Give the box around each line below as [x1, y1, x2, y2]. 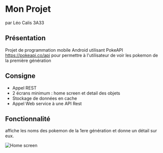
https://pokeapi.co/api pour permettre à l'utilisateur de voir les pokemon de [5, 52, 158, 58]
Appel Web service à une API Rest [12, 100, 82, 106]
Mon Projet [5, 3, 51, 15]
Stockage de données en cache [12, 95, 78, 101]
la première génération [5, 58, 51, 63]
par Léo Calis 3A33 [5, 20, 44, 26]
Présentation [5, 34, 46, 42]
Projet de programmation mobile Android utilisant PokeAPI [5, 47, 123, 53]
